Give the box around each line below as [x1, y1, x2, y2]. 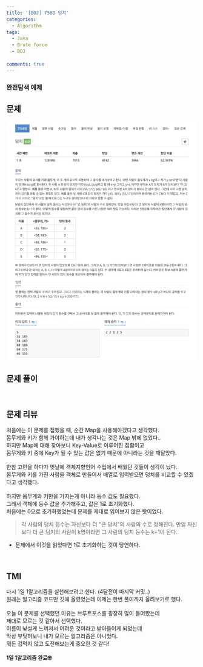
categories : [6, 16, 36, 22]
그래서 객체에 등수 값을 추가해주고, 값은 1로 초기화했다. [6, 500, 135, 508]
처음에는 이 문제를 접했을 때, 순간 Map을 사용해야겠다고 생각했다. [6, 426, 159, 434]
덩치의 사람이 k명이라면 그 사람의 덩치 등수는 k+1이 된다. [45, 528, 178, 536]
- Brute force [12, 42, 47, 48]
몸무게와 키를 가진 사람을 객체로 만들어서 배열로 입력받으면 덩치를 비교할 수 [6, 471, 183, 479]
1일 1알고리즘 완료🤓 [6, 654, 52, 662]
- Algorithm [12, 22, 42, 29]
